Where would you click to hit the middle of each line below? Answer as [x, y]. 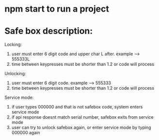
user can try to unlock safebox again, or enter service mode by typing [81, 127]
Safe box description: [49, 31]
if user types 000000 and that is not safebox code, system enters [77, 107]
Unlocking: [15, 74]
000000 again [26, 133]
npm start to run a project [57, 9]
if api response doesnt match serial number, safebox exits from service [82, 117]
